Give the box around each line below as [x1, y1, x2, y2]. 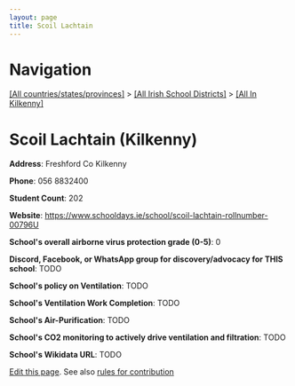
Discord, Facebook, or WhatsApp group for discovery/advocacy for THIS [9, 254, 283, 264]
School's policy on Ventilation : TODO [9, 280, 149, 291]
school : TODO [9, 264, 62, 274]
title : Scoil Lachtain [9, 21, 93, 30]
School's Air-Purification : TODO [9, 315, 131, 326]
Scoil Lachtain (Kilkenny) [9, 130, 198, 149]
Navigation [9, 59, 92, 80]
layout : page [9, 12, 58, 22]
